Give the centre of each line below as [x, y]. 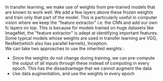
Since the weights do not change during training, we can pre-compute [83, 58]
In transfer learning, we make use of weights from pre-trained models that [80, 7]
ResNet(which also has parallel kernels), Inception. [57, 43]
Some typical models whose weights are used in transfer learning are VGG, [81, 38]
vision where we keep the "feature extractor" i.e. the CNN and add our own [81, 22]
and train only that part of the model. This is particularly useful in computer [81, 17]
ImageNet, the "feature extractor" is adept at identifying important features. [82, 33]
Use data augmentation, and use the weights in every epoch [73, 73]
